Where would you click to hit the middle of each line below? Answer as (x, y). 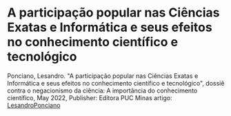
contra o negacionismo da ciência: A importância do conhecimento (102, 90)
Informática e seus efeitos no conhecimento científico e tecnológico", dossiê (116, 83)
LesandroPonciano (34, 105)
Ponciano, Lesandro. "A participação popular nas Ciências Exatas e (103, 76)
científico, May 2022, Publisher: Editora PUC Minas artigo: (90, 97)
